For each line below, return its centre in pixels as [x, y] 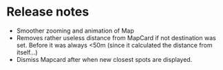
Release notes [48, 12]
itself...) [27, 52]
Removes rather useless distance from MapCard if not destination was [116, 37]
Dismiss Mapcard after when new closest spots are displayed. [104, 59]
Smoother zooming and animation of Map [75, 31]
